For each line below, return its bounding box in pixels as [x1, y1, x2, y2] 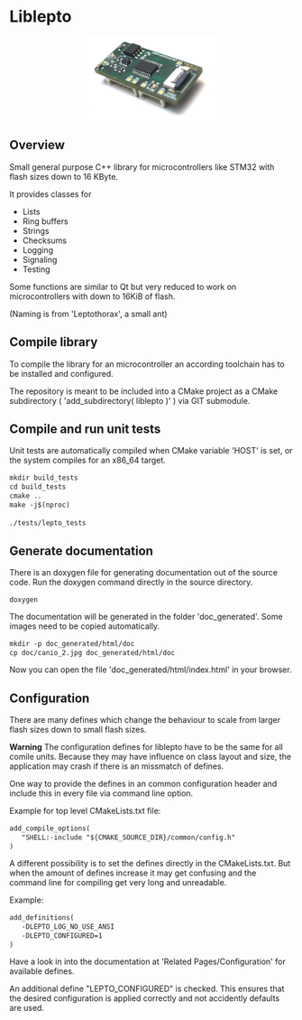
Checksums [22, 235, 68, 246]
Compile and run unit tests [9, 421, 161, 436]
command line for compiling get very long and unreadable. [9, 877, 227, 887]
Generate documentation [9, 543, 153, 558]
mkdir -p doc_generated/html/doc [9, 640, 135, 649]
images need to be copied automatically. [9, 621, 160, 632]
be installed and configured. [9, 368, 114, 379]
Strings [22, 225, 50, 236]
